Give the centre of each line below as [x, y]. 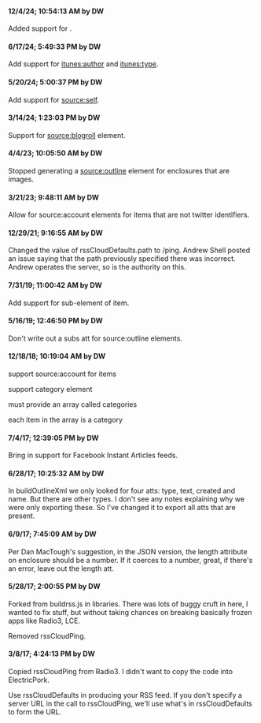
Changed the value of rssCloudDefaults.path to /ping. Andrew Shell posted [129, 250]
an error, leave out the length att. [61, 568]
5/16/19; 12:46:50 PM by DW [56, 321]
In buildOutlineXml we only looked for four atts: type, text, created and [122, 491]
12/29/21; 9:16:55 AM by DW [56, 233]
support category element [50, 389]
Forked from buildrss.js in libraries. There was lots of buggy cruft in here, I [128, 604]
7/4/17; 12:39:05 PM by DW [54, 438]
